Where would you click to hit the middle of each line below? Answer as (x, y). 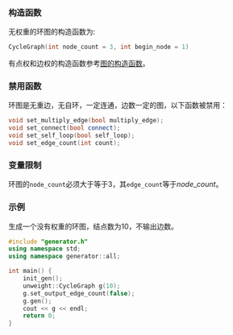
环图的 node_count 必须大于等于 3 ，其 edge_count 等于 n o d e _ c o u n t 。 (116, 184)
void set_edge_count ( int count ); (64, 143)
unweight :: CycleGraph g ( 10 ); (72, 286)
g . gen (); (37, 301)
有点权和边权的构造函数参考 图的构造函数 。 (79, 64)
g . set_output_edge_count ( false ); (79, 293)
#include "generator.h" (48, 242)
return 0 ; (40, 316)
